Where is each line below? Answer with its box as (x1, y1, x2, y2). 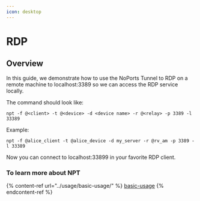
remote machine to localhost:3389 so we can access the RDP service (6, 80, 178, 88)
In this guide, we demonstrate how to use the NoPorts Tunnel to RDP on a (6, 74, 188, 82)
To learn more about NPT (6, 169, 80, 177)
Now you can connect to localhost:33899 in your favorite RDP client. (6, 154, 176, 161)
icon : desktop (6, 8, 42, 15)
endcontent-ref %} (6, 188, 53, 196)
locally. (6, 87, 24, 94)
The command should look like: (6, 98, 84, 106)
